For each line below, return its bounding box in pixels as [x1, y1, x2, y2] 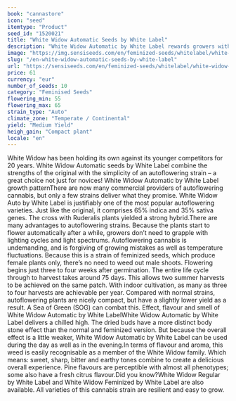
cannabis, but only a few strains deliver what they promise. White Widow [7, 191, 218, 200]
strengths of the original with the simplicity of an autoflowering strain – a [7, 169, 217, 177]
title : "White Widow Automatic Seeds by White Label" [7, 37, 169, 44]
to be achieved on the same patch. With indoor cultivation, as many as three [7, 281, 228, 289]
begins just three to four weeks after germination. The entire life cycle [7, 266, 209, 274]
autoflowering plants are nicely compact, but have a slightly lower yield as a [7, 296, 227, 305]
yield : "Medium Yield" [7, 121, 74, 129]
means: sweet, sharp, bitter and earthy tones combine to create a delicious [7, 356, 225, 364]
